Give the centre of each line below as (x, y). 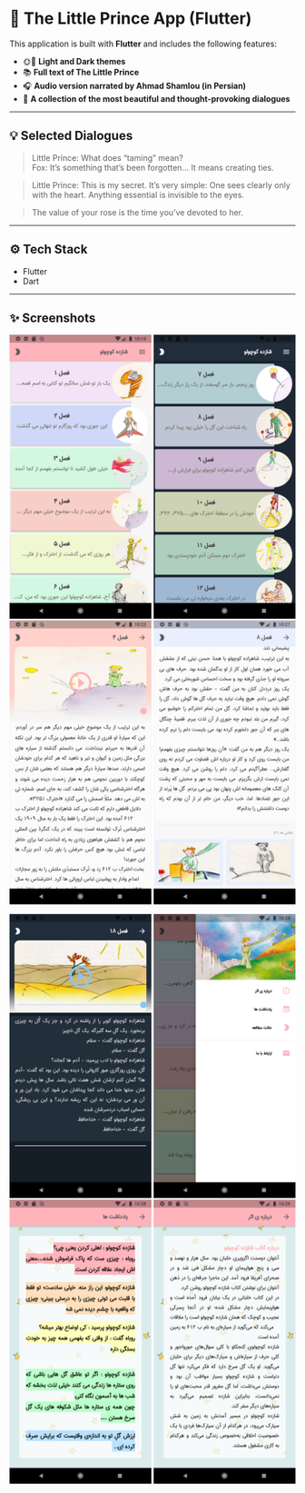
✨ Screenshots (53, 318)
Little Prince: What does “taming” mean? (107, 157)
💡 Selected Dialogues (71, 136)
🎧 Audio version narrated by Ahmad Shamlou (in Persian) (134, 85)
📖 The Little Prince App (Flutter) (131, 19)
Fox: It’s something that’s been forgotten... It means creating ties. (152, 167)
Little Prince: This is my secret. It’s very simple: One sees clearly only (161, 184)
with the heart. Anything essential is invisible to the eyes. (138, 194)
